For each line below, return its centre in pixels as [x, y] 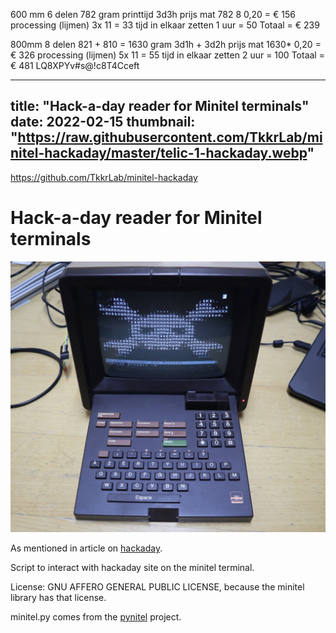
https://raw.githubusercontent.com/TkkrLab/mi [170, 137]
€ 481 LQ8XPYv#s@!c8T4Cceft [75, 65]
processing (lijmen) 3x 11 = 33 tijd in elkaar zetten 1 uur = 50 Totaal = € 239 [165, 25]
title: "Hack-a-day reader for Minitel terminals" [160, 106]
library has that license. [58, 597]
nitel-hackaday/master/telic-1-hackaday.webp [159, 153]
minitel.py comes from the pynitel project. [96, 616]
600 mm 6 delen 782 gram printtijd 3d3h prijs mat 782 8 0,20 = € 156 [153, 14]
